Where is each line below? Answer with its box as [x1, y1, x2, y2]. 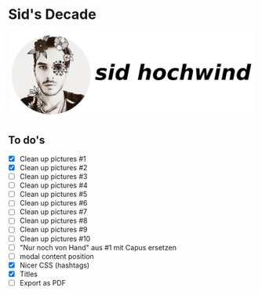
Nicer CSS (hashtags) [19, 260, 90, 270]
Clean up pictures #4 [19, 180, 88, 190]
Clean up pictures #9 [19, 225, 88, 235]
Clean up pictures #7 [19, 207, 88, 217]
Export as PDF [19, 278, 67, 287]
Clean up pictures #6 [19, 198, 88, 208]
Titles [19, 269, 38, 279]
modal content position [19, 251, 94, 260]
